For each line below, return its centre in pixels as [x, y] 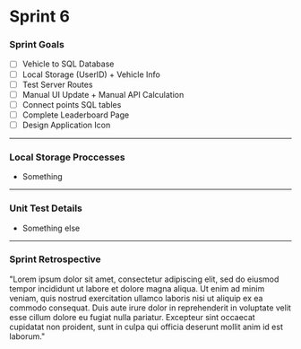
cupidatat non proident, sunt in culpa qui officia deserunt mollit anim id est [146, 327]
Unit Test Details [46, 208]
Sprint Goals [37, 45]
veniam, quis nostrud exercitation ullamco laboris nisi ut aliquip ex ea [136, 298]
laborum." [27, 336]
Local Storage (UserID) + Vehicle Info [91, 74]
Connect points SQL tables [72, 104]
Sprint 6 [39, 17]
